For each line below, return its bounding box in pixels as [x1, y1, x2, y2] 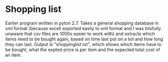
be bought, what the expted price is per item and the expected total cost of [5, 46, 160, 52]
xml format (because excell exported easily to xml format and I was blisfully [5, 25, 161, 31]
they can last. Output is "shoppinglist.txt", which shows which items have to [5, 41, 162, 47]
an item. [5, 51, 22, 58]
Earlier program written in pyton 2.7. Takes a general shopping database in [5, 20, 159, 26]
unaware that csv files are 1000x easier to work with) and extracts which [5, 30, 155, 36]
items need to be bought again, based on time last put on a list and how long [5, 36, 163, 42]
